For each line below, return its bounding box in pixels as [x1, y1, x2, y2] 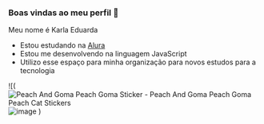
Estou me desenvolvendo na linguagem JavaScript [19, 49, 187, 59]
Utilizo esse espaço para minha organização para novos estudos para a [19, 57, 256, 67]
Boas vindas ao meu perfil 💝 [8, 7, 119, 18]
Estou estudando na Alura [19, 41, 106, 50]
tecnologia [19, 66, 55, 76]
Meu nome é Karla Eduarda [8, 25, 98, 35]
